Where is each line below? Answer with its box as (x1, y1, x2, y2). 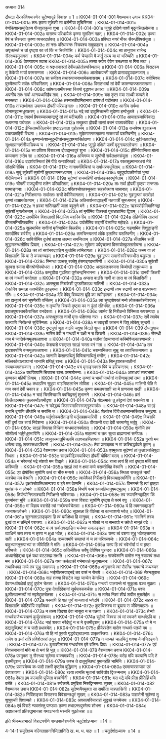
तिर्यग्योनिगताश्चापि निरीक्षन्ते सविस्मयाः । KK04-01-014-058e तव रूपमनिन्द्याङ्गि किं (16, 492, 155, 498)
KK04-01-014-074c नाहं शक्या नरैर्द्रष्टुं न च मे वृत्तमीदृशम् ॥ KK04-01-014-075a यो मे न (5, 620, 156, 625)
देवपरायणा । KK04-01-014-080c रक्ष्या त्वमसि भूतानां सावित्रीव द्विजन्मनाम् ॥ (5, 669, 130, 675)
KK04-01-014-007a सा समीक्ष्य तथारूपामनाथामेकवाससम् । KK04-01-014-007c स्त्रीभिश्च (5, 75, 160, 81)
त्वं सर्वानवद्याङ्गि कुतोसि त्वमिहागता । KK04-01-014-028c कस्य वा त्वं (38, 247, 156, 253)
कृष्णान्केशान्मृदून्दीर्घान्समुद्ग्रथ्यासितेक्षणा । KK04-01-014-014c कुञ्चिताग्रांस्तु (32, 136, 157, 142)
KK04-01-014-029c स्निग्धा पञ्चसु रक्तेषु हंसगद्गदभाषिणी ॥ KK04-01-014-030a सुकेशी (5, 259, 159, 264)
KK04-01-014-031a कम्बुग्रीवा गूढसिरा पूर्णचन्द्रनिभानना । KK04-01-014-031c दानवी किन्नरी (5, 270, 161, 275)
